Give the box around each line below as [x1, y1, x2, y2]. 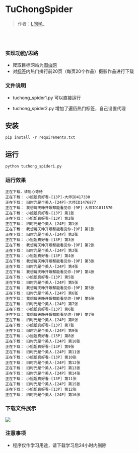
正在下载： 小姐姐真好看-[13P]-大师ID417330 [5, 195, 91, 200]
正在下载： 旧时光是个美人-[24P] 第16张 [5, 392, 81, 398]
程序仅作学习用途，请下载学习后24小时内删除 [12, 442, 107, 448]
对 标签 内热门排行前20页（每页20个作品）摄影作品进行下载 [12, 68, 134, 74]
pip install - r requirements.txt [5, 135, 76, 140]
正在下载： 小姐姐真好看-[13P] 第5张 [5, 275, 75, 280]
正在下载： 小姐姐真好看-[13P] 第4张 [5, 253, 75, 258]
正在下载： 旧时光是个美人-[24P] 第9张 [5, 328, 78, 333]
